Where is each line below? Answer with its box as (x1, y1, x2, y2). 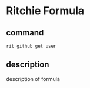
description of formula (6, 75, 61, 82)
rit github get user (6, 43, 57, 49)
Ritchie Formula (6, 4, 84, 18)
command (6, 28, 44, 38)
